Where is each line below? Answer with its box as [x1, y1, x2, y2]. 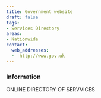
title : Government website [6, 8, 73, 15]
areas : [6, 31, 23, 37]
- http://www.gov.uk [11, 53, 65, 59]
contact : [6, 42, 28, 48]
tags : [6, 20, 20, 26]
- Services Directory [6, 25, 60, 31]
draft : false [6, 14, 39, 20]
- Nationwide [6, 36, 39, 42]
